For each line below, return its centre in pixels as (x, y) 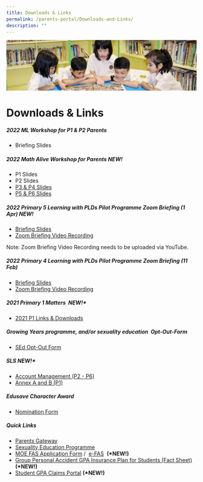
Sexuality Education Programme (55, 447)
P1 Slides (26, 174)
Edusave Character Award (40, 396)
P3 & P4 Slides (34, 187)
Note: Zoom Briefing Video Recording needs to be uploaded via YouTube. (98, 247)
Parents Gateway (36, 440)
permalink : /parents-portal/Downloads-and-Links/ (70, 19)
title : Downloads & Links (39, 13)
